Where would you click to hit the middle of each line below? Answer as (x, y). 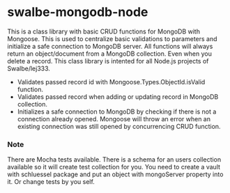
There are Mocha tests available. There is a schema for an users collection (114, 160)
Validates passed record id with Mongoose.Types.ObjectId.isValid (111, 82)
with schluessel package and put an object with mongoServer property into (115, 174)
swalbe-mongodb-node (78, 12)
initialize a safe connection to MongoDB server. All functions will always (110, 46)
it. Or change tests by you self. (51, 182)
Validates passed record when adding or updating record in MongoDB (118, 96)
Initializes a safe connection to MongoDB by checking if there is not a (117, 111)
